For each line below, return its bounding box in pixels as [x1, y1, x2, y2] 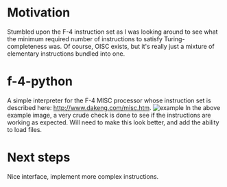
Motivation [7, 5, 71, 21]
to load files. [7, 125, 43, 133]
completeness [7, 42, 47, 50]
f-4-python [7, 74, 73, 89]
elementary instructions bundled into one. [7, 49, 126, 58]
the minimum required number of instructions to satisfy [7, 34, 163, 43]
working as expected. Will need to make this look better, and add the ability [7, 118, 219, 126]
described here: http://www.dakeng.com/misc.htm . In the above [7, 103, 221, 111]
